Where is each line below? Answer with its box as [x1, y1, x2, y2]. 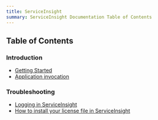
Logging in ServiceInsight [14, 101, 78, 108]
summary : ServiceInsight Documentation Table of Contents [6, 14, 152, 20]
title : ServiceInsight [6, 8, 62, 15]
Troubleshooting [6, 88, 55, 96]
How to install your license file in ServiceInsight [14, 107, 130, 115]
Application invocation [14, 73, 70, 80]
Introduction [6, 54, 43, 62]
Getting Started [14, 67, 52, 74]
